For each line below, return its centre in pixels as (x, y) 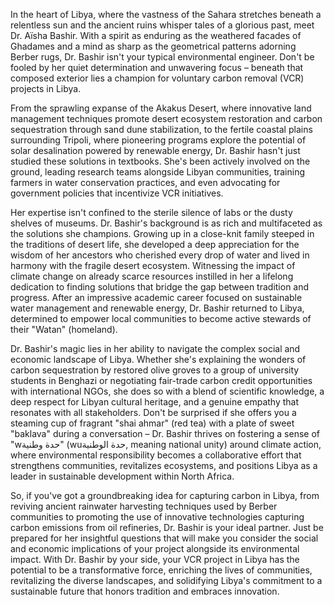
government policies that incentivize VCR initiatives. (117, 193)
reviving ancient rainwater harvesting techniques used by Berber (144, 506)
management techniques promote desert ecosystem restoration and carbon (166, 118)
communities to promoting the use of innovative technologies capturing (157, 517)
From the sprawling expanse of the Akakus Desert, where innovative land (161, 108)
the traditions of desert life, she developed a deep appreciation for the (155, 244)
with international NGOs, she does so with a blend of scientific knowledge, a (167, 391)
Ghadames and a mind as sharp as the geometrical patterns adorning (153, 46)
